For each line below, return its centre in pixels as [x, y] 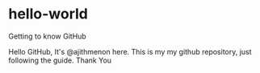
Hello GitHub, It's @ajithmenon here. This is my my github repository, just [130, 51]
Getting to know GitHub [47, 36]
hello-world [48, 14]
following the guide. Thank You [60, 60]
